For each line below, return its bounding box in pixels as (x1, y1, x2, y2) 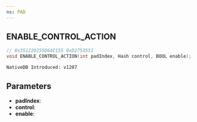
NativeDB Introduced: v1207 (6, 65, 78, 71)
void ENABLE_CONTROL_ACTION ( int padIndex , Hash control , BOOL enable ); (6, 53, 192, 60)
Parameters (6, 81, 52, 91)
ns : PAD (6, 9, 26, 15)
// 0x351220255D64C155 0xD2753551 (6, 48, 94, 54)
